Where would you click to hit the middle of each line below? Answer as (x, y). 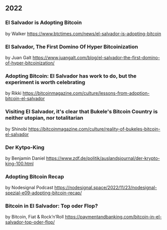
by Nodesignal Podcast (29, 188)
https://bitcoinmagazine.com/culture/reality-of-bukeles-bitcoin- (95, 129)
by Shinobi (16, 129)
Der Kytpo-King (25, 147)
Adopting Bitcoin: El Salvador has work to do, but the (71, 76)
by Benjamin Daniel (25, 158)
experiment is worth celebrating (45, 82)
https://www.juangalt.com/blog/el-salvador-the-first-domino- (96, 57)
